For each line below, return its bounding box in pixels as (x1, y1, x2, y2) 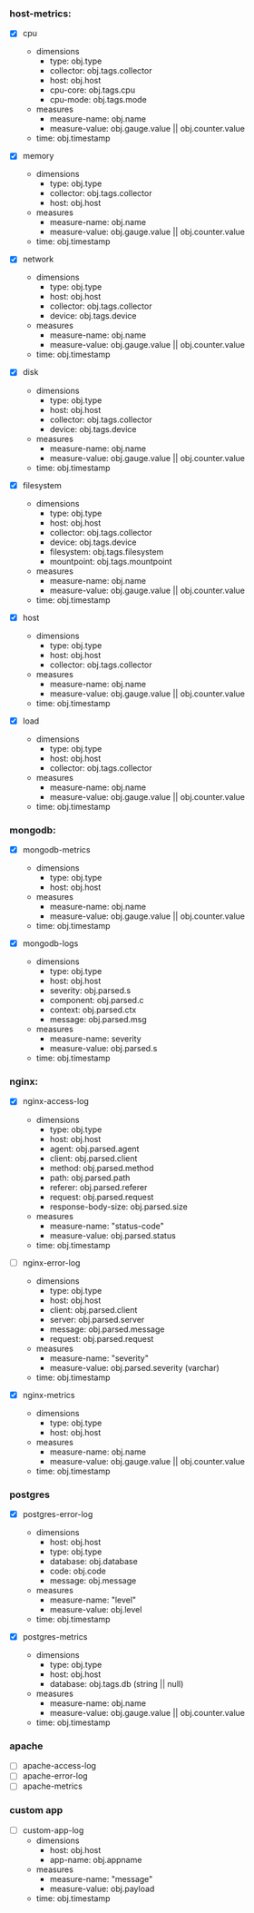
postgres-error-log (22, 1508, 93, 1519)
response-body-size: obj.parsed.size (49, 1201, 188, 1212)
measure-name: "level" (49, 1594, 137, 1605)
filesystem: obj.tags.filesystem (49, 546, 164, 557)
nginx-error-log (22, 1257, 81, 1268)
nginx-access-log (22, 1096, 89, 1107)
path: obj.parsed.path (49, 1172, 131, 1183)
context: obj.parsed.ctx (49, 1004, 137, 1015)
